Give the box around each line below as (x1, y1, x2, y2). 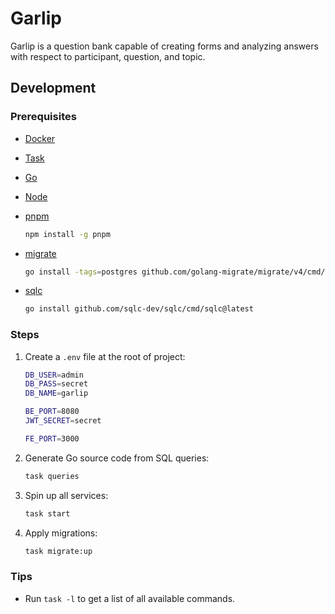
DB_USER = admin (24, 370, 84, 380)
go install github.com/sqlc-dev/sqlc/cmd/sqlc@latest (24, 304, 254, 314)
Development (10, 80, 97, 97)
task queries (24, 471, 80, 481)
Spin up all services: (24, 489, 109, 501)
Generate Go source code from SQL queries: (24, 452, 210, 464)
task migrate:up (24, 546, 93, 556)
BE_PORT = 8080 (24, 407, 80, 417)
